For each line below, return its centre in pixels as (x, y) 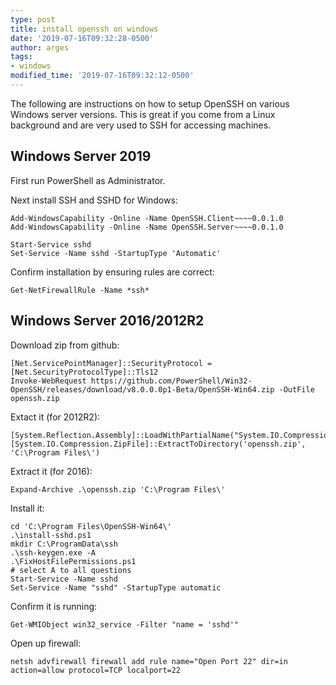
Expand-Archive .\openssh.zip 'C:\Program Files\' (118, 489)
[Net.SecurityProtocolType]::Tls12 (84, 372)
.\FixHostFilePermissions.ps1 (73, 561)
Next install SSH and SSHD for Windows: (94, 200)
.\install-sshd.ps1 (51, 535)
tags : (21, 57)
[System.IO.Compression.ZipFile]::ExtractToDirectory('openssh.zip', (158, 444)
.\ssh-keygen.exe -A (53, 552)
